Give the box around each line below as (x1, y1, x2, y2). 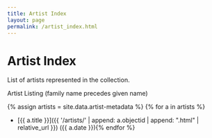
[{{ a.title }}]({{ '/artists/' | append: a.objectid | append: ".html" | (17, 116, 199, 125)
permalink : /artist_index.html (7, 23, 98, 30)
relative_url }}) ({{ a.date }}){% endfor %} (17, 123, 136, 132)
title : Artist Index (7, 10, 67, 17)
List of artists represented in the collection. (7, 76, 130, 84)
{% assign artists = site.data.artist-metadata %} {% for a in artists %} (7, 103, 206, 111)
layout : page (7, 17, 45, 24)
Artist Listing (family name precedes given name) (7, 89, 148, 98)
